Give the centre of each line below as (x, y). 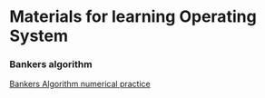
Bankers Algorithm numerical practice (80, 84)
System (39, 36)
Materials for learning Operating (133, 17)
